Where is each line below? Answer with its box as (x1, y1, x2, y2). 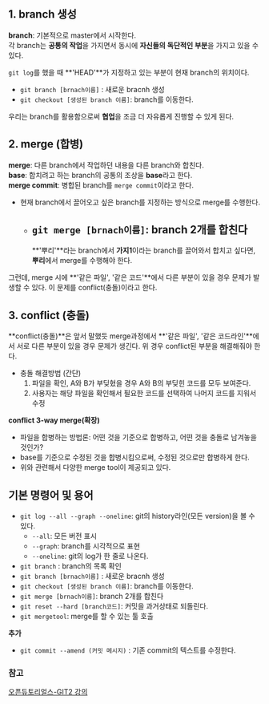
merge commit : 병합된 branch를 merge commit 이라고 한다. (8, 180, 195, 190)
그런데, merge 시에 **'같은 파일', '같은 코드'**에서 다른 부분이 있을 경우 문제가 (8, 273, 252, 282)
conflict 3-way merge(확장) (8, 415, 100, 425)
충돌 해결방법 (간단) (19, 368, 82, 378)
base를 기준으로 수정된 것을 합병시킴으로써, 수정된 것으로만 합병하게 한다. (19, 452, 250, 463)
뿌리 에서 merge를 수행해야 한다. (31, 256, 133, 265)
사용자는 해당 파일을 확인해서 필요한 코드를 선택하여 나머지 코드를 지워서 (31, 388, 257, 399)
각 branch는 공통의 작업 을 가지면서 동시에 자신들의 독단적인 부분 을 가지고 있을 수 (8, 40, 259, 50)
